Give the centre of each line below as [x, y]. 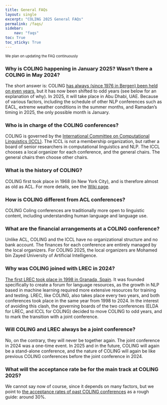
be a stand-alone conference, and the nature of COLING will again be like [81, 351]
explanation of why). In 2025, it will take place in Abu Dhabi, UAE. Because [82, 96]
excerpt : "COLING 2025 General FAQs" [44, 19]
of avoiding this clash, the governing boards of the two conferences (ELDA [82, 306]
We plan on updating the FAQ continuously [42, 56]
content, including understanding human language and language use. [77, 215]
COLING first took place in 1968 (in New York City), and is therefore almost [82, 181]
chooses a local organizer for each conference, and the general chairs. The [83, 152]
